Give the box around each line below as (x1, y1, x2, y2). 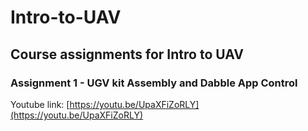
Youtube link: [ (10, 98, 70, 110)
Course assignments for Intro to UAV (10, 46, 244, 63)
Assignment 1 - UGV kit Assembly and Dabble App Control (10, 76, 298, 90)
